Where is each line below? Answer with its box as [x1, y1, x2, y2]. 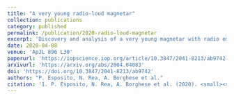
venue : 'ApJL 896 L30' [7, 49, 73, 56]
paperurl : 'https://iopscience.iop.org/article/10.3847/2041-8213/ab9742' [7, 55, 229, 62]
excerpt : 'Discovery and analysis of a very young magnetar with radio [7, 36, 219, 43]
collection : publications [7, 17, 82, 23]
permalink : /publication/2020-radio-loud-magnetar [7, 29, 157, 37]
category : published [7, 23, 68, 30]
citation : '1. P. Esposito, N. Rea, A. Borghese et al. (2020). [7, 81, 198, 88]
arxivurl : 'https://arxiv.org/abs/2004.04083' [7, 61, 145, 68]
